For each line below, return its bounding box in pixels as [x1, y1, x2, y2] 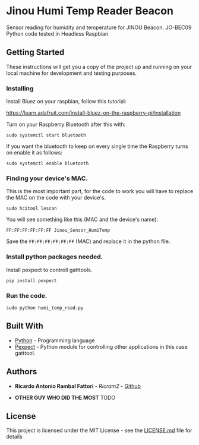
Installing [6, 84, 34, 93]
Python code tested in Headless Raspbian [6, 30, 109, 37]
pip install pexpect [6, 277, 58, 283]
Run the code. [6, 291, 48, 299]
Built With [6, 321, 43, 331]
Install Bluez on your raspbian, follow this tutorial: [6, 98, 127, 105]
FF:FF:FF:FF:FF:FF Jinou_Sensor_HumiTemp [6, 228, 110, 233]
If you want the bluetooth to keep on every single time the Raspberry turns [6, 143, 188, 150]
